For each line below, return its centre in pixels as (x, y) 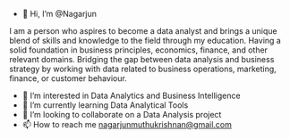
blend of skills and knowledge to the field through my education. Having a (145, 41)
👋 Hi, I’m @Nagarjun (59, 14)
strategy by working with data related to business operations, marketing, (143, 69)
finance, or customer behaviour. (68, 78)
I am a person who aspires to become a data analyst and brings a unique (143, 31)
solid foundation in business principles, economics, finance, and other (139, 50)
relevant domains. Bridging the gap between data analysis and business (142, 59)
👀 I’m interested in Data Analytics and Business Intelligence (131, 95)
